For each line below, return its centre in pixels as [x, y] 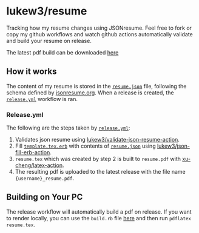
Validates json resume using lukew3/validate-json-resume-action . [97, 140]
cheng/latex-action [39, 165]
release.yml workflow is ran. [42, 99]
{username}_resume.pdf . [45, 178]
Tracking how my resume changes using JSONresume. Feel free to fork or [99, 28]
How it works [32, 72]
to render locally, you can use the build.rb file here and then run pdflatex [99, 218]
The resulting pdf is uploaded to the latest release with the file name [100, 172]
